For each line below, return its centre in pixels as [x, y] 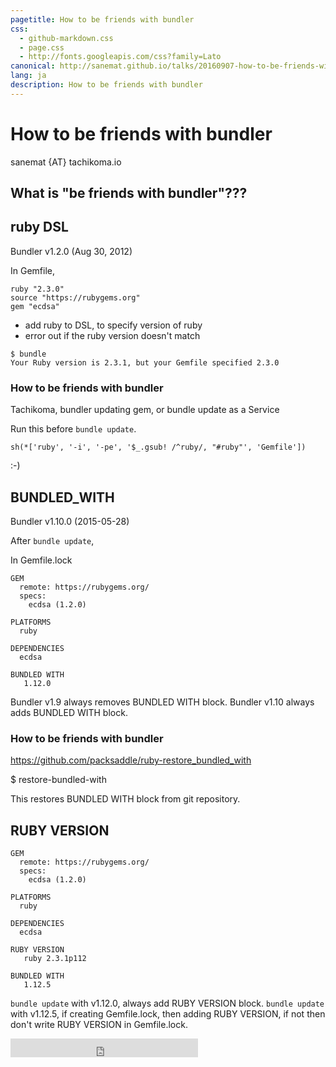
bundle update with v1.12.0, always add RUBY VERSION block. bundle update [167, 1003]
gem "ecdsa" [35, 306]
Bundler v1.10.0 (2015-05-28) [70, 521]
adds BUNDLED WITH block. [69, 712]
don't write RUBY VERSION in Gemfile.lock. [99, 1025]
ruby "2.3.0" [37, 289]
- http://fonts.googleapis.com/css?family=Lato [120, 57]
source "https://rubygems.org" [75, 297]
